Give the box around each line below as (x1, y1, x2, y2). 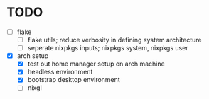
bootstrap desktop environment (27, 76, 120, 84)
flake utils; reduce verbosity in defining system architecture (27, 36, 202, 44)
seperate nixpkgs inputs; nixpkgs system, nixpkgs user (27, 44, 189, 52)
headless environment (27, 68, 93, 76)
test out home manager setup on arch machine (27, 59, 165, 68)
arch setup (16, 52, 49, 60)
